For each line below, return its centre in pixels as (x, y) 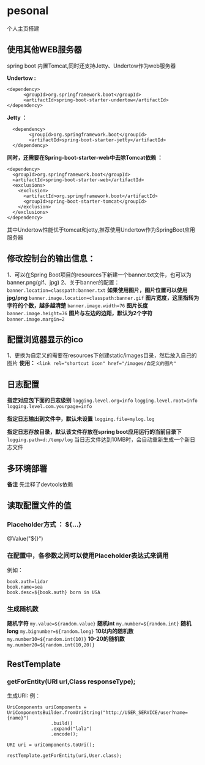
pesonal (28, 11)
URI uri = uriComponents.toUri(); (51, 745)
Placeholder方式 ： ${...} (44, 525)
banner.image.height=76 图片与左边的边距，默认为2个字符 (80, 313)
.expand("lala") (71, 729)
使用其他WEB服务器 (44, 50)
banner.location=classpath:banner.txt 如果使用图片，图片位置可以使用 (97, 290)
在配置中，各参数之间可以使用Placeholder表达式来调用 (88, 555)
